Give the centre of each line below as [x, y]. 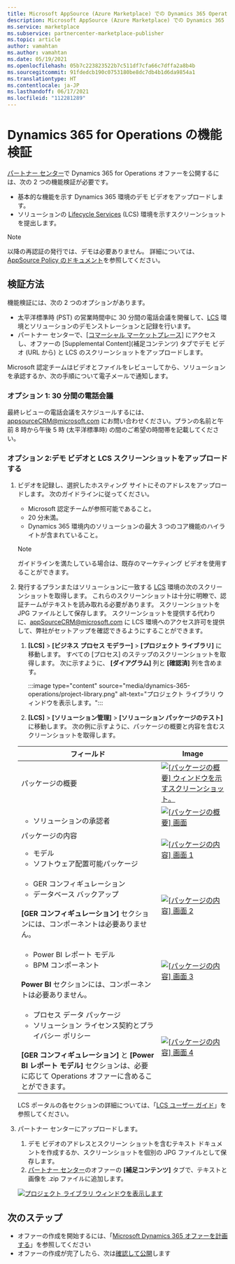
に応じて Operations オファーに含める [83, 1076]
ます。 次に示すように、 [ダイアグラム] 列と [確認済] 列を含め [128, 663]
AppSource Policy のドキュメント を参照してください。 [86, 260]
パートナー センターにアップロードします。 [79, 1129]
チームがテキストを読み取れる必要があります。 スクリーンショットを [122, 605]
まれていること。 [77, 535]
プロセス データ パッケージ [77, 1015]
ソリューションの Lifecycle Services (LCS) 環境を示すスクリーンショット [122, 214]
